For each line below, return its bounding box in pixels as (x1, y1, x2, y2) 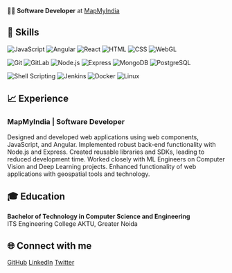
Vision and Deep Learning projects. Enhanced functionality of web (7, 162, 197, 170)
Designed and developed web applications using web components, (7, 132, 199, 141)
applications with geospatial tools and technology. (7, 170, 150, 178)
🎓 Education (7, 191, 66, 202)
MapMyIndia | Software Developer (7, 117, 125, 127)
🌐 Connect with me (7, 240, 92, 252)
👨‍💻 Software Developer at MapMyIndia (7, 7, 120, 15)
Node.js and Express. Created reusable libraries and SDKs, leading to (7, 148, 205, 156)
